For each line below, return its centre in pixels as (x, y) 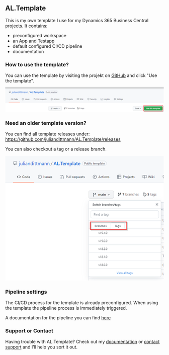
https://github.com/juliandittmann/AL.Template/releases (63, 139)
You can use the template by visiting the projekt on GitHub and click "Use (81, 75)
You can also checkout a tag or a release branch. (56, 149)
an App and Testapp (33, 41)
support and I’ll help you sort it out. (41, 347)
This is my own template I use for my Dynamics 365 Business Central (77, 20)
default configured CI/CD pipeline (47, 46)
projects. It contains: (26, 26)
